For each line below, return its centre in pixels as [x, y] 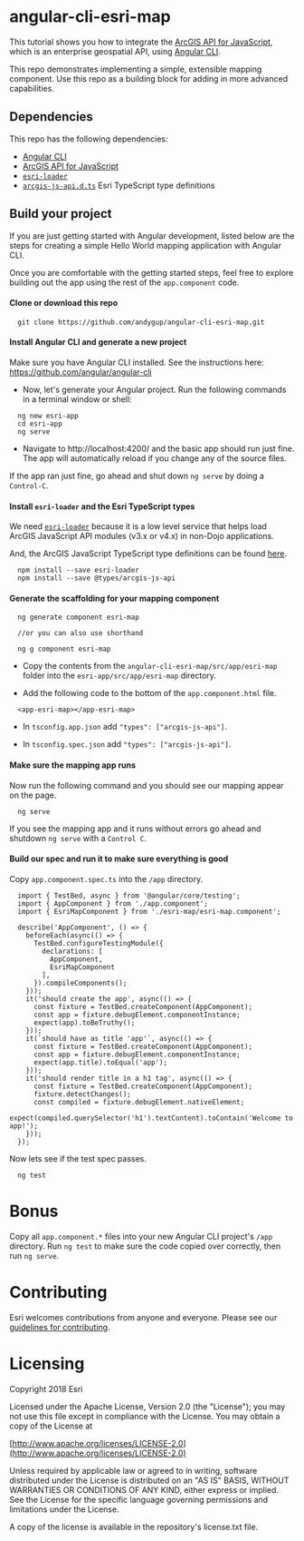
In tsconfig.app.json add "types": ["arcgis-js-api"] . [125, 727]
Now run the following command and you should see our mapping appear [147, 785]
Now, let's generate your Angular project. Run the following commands [154, 389]
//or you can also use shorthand [81, 633]
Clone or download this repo [64, 303]
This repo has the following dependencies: [89, 139]
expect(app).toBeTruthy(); [84, 1023]
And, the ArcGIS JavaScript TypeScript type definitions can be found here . [148, 554]
